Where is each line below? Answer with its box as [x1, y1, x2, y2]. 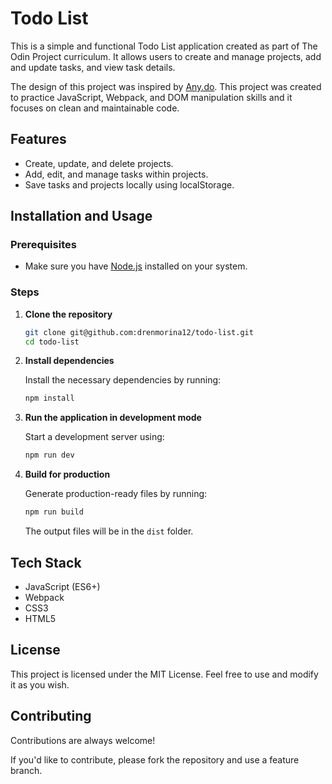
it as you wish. [10, 678, 70, 691]
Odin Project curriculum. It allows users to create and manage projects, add [10, 50, 322, 62]
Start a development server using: [24, 431, 165, 443]
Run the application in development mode [24, 412, 202, 424]
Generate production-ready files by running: [24, 488, 208, 500]
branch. [10, 764, 43, 776]
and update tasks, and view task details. [10, 61, 176, 73]
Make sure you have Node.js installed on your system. [24, 260, 248, 272]
